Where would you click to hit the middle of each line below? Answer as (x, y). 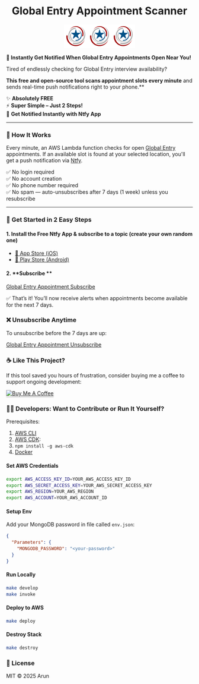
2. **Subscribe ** (29, 273)
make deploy (21, 621)
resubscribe (21, 199)
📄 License (20, 663)
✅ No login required (30, 172)
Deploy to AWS (25, 608)
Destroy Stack (24, 635)
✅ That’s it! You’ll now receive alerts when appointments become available (97, 298)
